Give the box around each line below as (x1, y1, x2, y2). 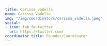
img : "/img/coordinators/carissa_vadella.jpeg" (5, 16, 103, 21)
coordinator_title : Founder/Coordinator (5, 34, 88, 39)
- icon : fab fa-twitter (5, 25, 53, 30)
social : (5, 20, 21, 25)
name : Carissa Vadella (5, 11, 51, 16)
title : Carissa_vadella (5, 7, 53, 12)
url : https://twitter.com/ (9, 29, 64, 34)
